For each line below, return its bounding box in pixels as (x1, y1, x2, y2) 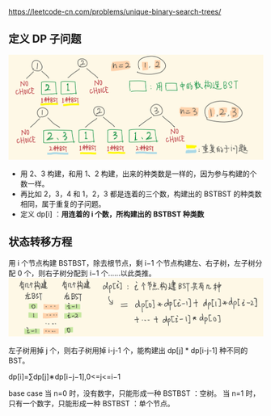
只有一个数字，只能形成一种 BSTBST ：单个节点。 (8, 399, 176, 409)
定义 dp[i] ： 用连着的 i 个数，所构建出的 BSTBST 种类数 (19, 209, 205, 219)
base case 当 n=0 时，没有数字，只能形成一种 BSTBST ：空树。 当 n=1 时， (8, 389, 260, 398)
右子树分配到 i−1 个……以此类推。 (44, 268, 156, 278)
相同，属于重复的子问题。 (19, 199, 106, 208)
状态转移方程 (8, 235, 73, 249)
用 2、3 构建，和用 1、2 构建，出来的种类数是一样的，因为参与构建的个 (19, 169, 257, 179)
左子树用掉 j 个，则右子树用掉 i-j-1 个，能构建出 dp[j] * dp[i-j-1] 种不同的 (8, 346, 248, 355)
